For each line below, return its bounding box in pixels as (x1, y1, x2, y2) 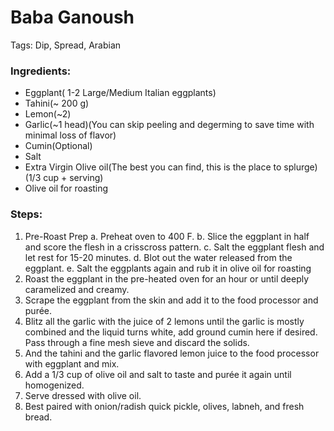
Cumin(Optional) (24, 140, 93, 152)
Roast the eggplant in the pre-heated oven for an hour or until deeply (24, 272, 310, 285)
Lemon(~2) (24, 108, 72, 120)
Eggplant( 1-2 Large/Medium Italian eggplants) (24, 87, 217, 99)
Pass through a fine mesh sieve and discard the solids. (24, 336, 250, 348)
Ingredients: (10, 64, 72, 78)
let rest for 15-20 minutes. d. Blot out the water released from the (24, 251, 293, 263)
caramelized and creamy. (24, 283, 130, 295)
